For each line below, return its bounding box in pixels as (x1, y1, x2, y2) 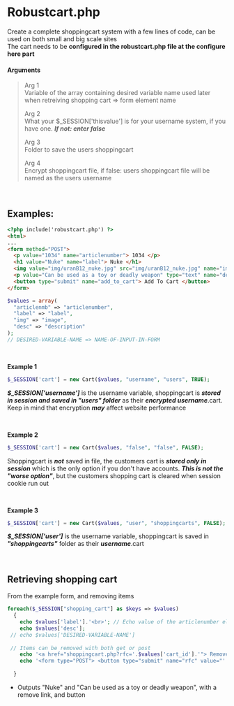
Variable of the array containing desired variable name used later (24, 89, 211, 97)
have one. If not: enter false (24, 124, 106, 133)
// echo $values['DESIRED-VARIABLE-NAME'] (10, 631, 136, 638)
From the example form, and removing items (7, 592, 134, 600)
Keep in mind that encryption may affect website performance (7, 403, 187, 412)
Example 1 (7, 362, 37, 370)
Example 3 (7, 506, 38, 514)
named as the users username (24, 174, 112, 182)
